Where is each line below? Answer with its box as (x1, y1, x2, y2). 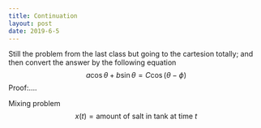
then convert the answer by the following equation (8, 58, 177, 67)
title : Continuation (8, 11, 79, 20)
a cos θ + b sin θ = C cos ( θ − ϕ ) (85, 70, 187, 80)
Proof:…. (8, 83, 38, 93)
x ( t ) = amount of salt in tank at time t (75, 111, 198, 122)
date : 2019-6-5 (8, 27, 60, 35)
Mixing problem (8, 99, 61, 109)
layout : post (8, 19, 53, 28)
